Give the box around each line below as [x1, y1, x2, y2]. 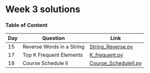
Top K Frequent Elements [22, 52, 83, 59]
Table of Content [5, 22, 48, 29]
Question [42, 34, 65, 42]
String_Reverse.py [89, 43, 134, 50]
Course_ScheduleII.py [89, 60, 142, 67]
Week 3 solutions [5, 4, 81, 15]
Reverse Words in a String [22, 43, 85, 50]
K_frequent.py [89, 52, 123, 59]
